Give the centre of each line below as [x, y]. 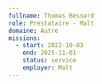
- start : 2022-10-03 [49, 46]
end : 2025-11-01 [50, 53]
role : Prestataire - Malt [51, 23]
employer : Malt [48, 68]
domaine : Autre [33, 30]
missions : [25, 38]
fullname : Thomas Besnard [51, 16]
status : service [50, 61]
